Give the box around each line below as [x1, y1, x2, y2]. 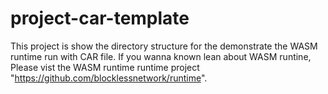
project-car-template [10, 7, 190, 30]
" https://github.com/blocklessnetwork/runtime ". [10, 72, 208, 84]
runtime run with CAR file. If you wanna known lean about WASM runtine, [10, 50, 312, 62]
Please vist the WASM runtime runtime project [10, 61, 200, 73]
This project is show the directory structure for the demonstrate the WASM [10, 40, 318, 52]
